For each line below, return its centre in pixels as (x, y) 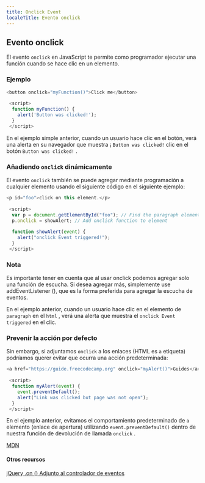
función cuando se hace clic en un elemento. (63, 64)
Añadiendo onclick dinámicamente (59, 167)
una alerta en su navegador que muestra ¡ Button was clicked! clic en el (98, 144)
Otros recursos (26, 459)
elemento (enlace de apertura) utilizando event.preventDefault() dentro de (101, 427)
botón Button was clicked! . (42, 151)
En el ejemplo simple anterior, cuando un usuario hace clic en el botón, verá (102, 138)
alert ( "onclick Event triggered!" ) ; (64, 238)
